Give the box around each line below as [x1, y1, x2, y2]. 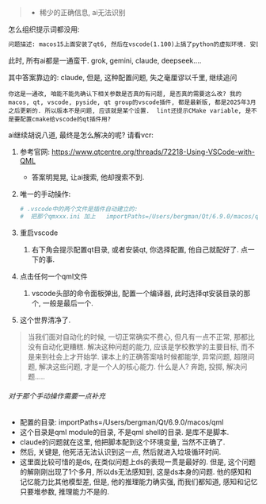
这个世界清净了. [19, 315, 71, 325]
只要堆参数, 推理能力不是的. [19, 487, 109, 496]
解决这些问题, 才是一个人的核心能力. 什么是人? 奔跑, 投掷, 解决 [38, 361, 241, 371]
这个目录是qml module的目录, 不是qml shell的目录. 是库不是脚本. [19, 427, 230, 437]
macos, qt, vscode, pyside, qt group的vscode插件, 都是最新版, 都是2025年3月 [8, 98, 256, 106]
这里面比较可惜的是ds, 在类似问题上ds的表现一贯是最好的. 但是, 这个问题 [19, 456, 256, 467]
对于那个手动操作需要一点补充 [8, 391, 105, 401]
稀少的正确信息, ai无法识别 [39, 8, 126, 17]
